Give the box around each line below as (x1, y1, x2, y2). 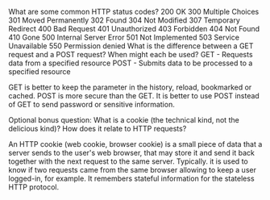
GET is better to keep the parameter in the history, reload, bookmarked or (8, 82, 252, 92)
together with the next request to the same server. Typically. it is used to (8, 156, 248, 166)
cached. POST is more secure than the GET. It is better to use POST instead (8, 91, 260, 100)
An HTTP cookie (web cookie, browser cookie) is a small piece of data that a (8, 140, 263, 148)
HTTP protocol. (8, 182, 60, 192)
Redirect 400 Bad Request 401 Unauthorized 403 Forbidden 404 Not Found (8, 24, 260, 33)
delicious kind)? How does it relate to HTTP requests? (8, 124, 187, 133)
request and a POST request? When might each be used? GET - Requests (8, 50, 253, 59)
